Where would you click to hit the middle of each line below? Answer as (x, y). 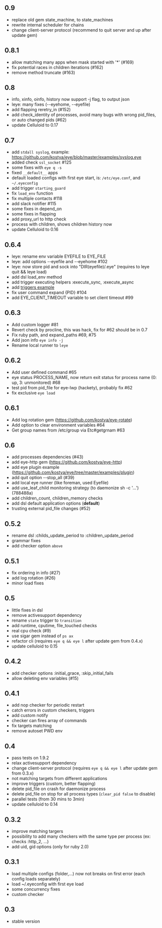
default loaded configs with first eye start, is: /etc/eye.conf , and (76, 178)
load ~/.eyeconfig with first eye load (48, 884)
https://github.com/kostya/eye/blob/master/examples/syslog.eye (76, 157)
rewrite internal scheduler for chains (48, 25)
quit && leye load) (29, 272)
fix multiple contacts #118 (37, 199)
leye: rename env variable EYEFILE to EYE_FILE (59, 256)
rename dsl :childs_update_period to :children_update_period (73, 535)
